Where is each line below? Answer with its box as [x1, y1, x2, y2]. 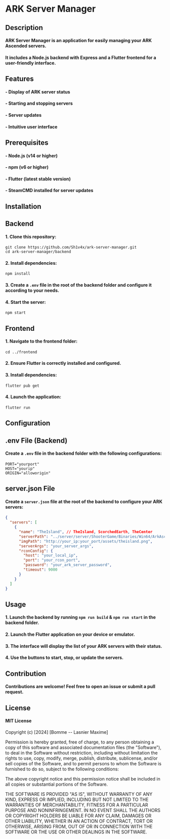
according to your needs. [5, 288, 60, 294]
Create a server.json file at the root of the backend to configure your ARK [5, 499, 163, 505]
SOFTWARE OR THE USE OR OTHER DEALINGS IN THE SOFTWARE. [5, 829, 147, 835]
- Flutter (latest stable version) [5, 176, 71, 182]
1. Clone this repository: [5, 233, 57, 239]
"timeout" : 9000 [23, 567, 58, 572]
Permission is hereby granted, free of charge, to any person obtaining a [5, 739, 154, 745]
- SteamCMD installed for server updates [5, 188, 94, 194]
